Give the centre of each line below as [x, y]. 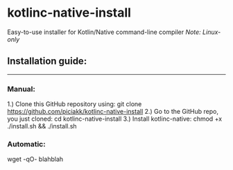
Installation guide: [47, 61]
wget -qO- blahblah [35, 159]
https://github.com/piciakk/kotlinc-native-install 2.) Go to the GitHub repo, [113, 112]
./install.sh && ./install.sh [42, 126]
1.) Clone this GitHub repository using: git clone [75, 104]
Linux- [212, 32]
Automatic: [27, 144]
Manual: [21, 89]
